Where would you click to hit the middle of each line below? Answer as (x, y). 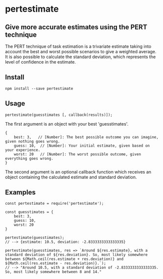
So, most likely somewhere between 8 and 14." (53, 272)
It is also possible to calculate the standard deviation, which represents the (80, 57)
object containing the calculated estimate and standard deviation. (71, 177)
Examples (20, 192)
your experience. (23, 150)
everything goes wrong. (29, 158)
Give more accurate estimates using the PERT (76, 27)
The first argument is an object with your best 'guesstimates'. (67, 124)
